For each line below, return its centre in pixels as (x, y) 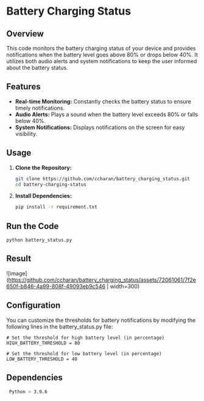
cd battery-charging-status (51, 184)
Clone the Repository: (43, 167)
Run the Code (33, 226)
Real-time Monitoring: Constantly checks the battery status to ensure (103, 101)
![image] (17, 273)
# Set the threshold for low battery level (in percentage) (84, 354)
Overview (25, 34)
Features (23, 87)
